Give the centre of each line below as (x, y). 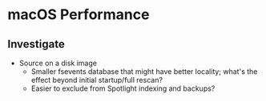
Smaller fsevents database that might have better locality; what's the (144, 72)
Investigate (36, 44)
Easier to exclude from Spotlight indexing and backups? (123, 88)
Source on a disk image (58, 63)
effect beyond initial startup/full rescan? (97, 80)
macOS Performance (79, 15)
